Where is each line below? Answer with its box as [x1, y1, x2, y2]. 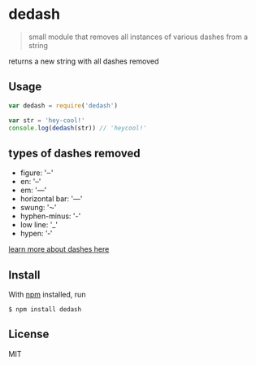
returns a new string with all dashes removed [8, 56, 159, 66]
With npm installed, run [8, 290, 86, 299]
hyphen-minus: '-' [20, 211, 81, 221]
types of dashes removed [8, 146, 141, 160]
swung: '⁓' [20, 203, 57, 213]
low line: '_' [20, 220, 59, 230]
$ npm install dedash [8, 306, 82, 314]
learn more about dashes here [8, 244, 110, 254]
